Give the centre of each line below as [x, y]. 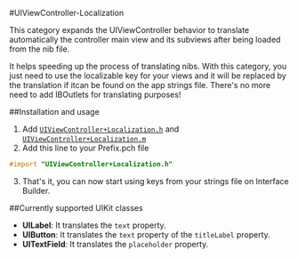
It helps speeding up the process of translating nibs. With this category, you [148, 66]
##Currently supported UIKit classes [77, 207]
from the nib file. [40, 49]
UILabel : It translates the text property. [94, 225]
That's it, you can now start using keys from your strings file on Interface [155, 181]
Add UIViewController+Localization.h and [101, 129]
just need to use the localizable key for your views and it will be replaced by [148, 76]
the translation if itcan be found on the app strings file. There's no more [140, 85]
